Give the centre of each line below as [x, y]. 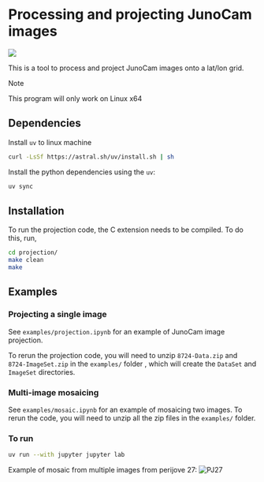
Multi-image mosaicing [54, 392]
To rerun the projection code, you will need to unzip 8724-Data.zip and [123, 355]
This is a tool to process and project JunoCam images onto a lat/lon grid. [126, 68]
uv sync [21, 186]
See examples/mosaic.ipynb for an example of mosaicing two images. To [125, 409]
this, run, [22, 238]
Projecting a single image [58, 315]
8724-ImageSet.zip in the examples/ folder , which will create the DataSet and [132, 364]
